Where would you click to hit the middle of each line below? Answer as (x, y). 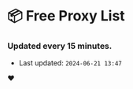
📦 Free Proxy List (66, 16)
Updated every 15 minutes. (60, 46)
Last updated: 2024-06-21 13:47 (70, 63)
